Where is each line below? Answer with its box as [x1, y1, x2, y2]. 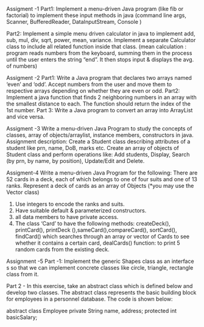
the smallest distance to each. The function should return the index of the [6, 100, 191, 107]
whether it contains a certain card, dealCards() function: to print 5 [15, 239, 181, 246]
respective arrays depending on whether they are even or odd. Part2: [6, 87, 180, 94]
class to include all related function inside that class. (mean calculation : [6, 43, 187, 50]
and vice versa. [6, 113, 45, 120]
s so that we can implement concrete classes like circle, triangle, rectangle [6, 264, 194, 271]
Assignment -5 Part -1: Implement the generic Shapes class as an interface [6, 257, 194, 265]
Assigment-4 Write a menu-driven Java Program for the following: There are [6, 169, 198, 176]
